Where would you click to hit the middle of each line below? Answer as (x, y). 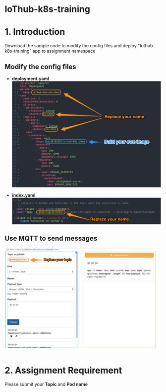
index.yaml (24, 195)
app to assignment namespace (64, 51)
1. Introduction (35, 32)
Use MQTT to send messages (51, 238)
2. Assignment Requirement (63, 370)
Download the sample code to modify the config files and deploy (71, 46)
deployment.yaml (30, 79)
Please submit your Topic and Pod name (46, 385)
